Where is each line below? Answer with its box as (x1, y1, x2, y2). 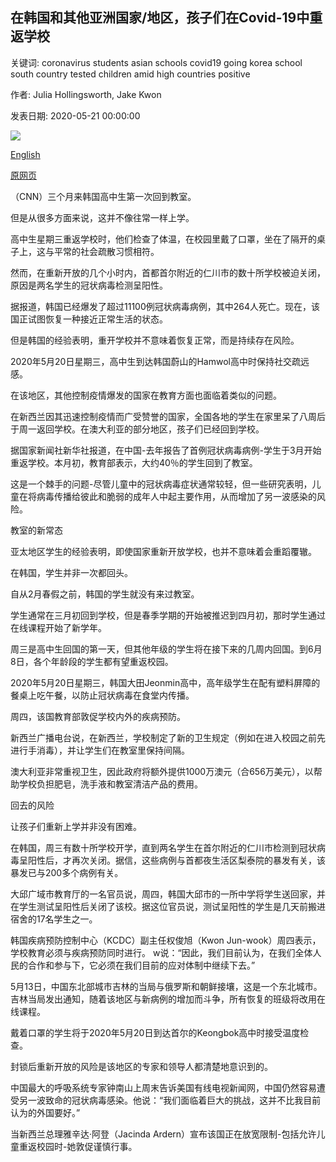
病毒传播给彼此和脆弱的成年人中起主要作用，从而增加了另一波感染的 (36, 490, 317, 502)
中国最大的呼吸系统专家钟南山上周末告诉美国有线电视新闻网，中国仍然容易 (10, 1081, 317, 1093)
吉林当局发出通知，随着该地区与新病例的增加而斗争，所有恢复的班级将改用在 (10, 993, 326, 1005)
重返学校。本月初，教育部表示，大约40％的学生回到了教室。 (10, 456, 258, 468)
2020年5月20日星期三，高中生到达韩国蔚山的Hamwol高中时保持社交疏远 (10, 355, 310, 367)
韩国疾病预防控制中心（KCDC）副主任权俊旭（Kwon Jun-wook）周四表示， (10, 934, 322, 946)
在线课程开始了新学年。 (10, 621, 107, 633)
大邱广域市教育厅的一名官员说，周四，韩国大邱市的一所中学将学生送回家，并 (10, 888, 326, 900)
